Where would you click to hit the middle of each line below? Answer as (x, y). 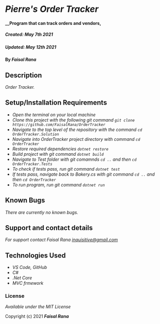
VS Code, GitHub (30, 267)
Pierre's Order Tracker (52, 9)
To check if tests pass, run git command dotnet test (66, 169)
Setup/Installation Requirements (56, 103)
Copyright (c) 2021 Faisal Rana (37, 317)
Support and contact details (49, 227)
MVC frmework (28, 283)
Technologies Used (35, 255)
